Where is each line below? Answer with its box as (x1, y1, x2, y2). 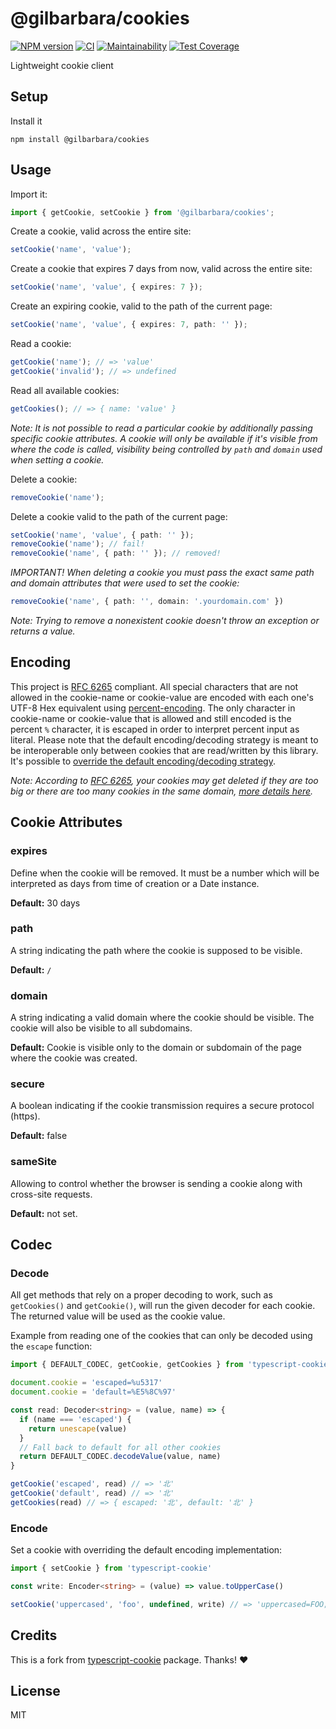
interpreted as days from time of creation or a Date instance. (10, 877, 260, 889)
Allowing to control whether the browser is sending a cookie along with (10, 1177, 303, 1189)
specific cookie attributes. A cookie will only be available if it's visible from (10, 432, 318, 444)
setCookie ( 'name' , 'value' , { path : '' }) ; (10, 530, 195, 540)
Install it (10, 115, 43, 127)
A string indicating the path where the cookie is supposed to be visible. (10, 944, 303, 956)
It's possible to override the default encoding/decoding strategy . (10, 755, 276, 767)
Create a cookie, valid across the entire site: (10, 225, 192, 237)
